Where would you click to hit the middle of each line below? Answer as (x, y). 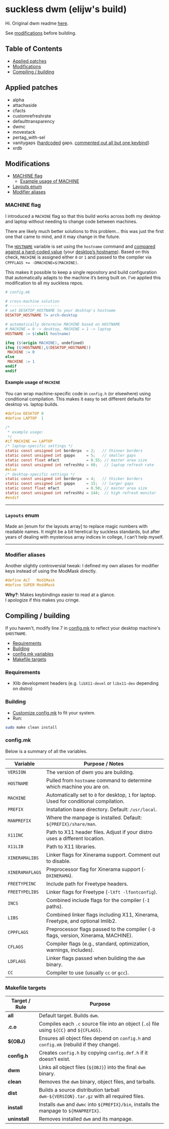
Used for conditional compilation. (85, 801)
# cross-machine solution (32, 301)
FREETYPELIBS (23, 892)
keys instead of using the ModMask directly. (51, 571)
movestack (24, 132)
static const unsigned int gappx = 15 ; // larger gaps (70, 484)
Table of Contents (34, 49)
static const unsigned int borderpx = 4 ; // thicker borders (74, 479)
